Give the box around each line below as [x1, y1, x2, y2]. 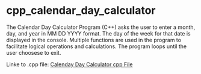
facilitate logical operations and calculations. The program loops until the [6, 43, 187, 50]
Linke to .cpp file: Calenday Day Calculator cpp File [6, 61, 133, 68]
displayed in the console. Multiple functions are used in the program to [6, 36, 182, 43]
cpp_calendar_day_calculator [6, 4, 156, 17]
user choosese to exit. [6, 49, 61, 56]
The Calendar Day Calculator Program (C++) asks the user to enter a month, [6, 23, 196, 31]
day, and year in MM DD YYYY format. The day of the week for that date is [6, 29, 191, 37]
